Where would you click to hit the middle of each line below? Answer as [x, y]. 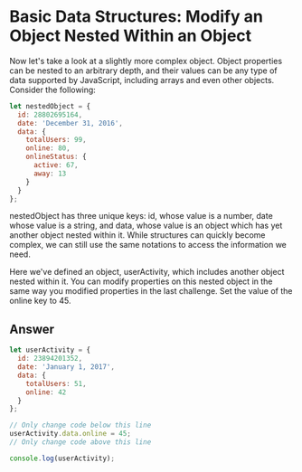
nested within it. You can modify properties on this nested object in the [141, 281]
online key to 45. [40, 301]
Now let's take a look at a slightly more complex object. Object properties [146, 61]
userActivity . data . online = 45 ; [70, 434]
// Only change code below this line [80, 425]
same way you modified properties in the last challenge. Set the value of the [151, 291]
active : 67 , [56, 165]
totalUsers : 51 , [57, 383]
